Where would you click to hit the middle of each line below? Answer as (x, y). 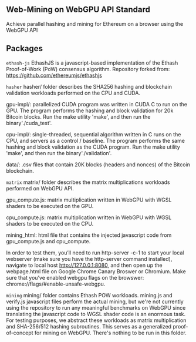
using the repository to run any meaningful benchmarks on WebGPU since (96, 307)
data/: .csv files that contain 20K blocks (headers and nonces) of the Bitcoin (98, 165)
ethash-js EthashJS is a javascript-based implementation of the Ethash (92, 63)
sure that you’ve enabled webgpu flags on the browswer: (75, 277)
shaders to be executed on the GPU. (50, 206)
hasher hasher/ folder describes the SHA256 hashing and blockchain (89, 86)
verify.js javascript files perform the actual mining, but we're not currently (95, 301)
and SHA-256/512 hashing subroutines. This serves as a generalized (89, 326)
